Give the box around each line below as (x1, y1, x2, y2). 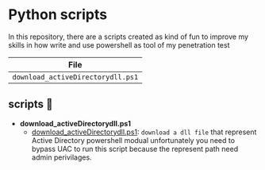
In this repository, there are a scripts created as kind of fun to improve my (8, 32, 248, 41)
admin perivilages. (31, 153, 93, 162)
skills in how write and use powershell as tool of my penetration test (8, 40, 230, 49)
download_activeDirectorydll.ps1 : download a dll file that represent (31, 127, 257, 137)
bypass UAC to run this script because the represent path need (31, 144, 239, 153)
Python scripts (8, 6, 108, 24)
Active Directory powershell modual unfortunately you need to (31, 135, 236, 145)
